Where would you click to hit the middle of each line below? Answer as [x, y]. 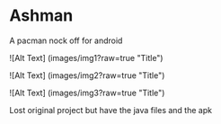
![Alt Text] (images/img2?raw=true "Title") [87, 75]
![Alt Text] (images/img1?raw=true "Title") [86, 58]
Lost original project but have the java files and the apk [111, 110]
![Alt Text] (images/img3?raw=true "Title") [87, 93]
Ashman [41, 16]
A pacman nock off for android [66, 40]
